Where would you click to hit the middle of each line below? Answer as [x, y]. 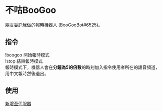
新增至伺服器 [18, 103]
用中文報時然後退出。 [27, 73]
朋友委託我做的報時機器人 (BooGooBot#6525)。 [54, 25]
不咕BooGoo [31, 10]
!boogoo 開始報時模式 [27, 55]
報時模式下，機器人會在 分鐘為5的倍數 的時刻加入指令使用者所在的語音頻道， [82, 67]
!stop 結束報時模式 [24, 61]
